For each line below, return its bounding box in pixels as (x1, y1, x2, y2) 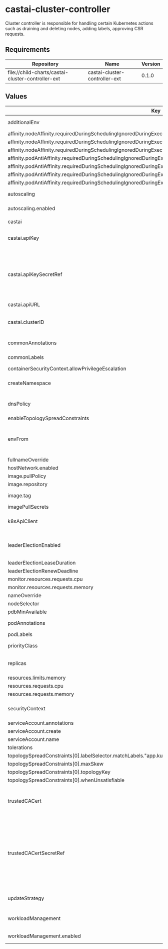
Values (5, 92, 27, 101)
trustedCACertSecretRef (7, 849, 65, 857)
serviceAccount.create (7, 727, 61, 734)
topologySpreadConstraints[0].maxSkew (7, 760, 104, 767)
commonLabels (7, 353, 44, 360)
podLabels (7, 631, 32, 638)
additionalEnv (7, 119, 40, 126)
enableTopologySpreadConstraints (7, 415, 89, 422)
